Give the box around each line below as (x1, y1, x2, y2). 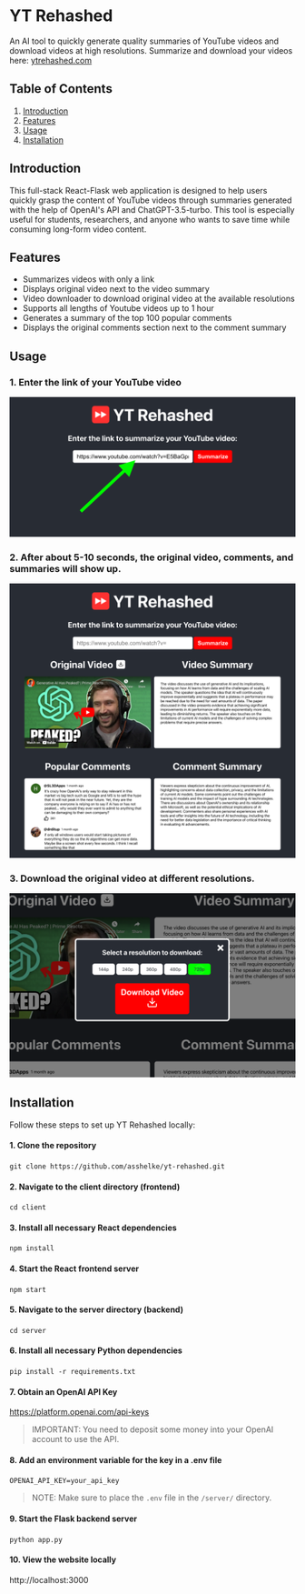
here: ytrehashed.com (9, 55, 93, 65)
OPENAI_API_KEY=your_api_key (9, 1477, 120, 1486)
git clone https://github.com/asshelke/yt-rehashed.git (9, 1161, 225, 1171)
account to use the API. (31, 1434, 120, 1445)
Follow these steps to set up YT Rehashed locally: (9, 1119, 196, 1130)
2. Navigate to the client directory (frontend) (9, 1181, 181, 1192)
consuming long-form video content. (9, 224, 147, 235)
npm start (9, 1285, 47, 1294)
